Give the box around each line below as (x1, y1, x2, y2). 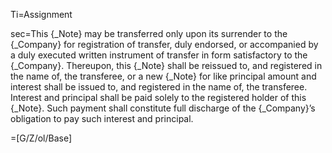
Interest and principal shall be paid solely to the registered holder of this (10, 92, 307, 103)
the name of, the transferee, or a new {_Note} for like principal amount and (10, 70, 317, 82)
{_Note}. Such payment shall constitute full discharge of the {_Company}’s (10, 102, 316, 114)
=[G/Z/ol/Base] (10, 132, 73, 144)
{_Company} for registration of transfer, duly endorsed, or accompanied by (10, 39, 319, 50)
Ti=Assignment (10, 9, 73, 20)
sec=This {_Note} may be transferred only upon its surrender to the (10, 28, 288, 39)
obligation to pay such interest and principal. (10, 113, 194, 124)
